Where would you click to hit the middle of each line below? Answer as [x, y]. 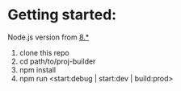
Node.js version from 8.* [48, 37]
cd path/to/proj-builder [57, 61]
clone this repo [44, 52]
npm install [38, 69]
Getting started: [62, 15]
